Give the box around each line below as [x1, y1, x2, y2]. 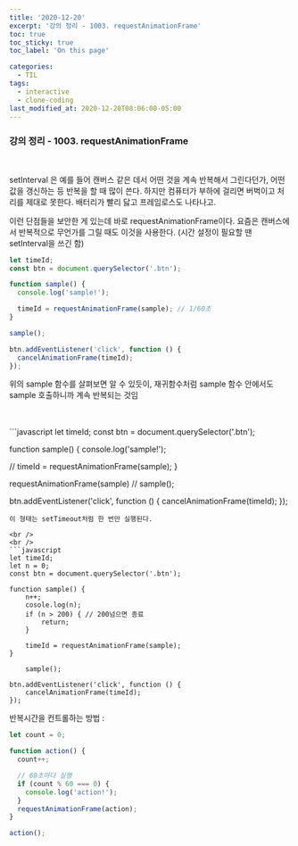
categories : [9, 62, 54, 71]
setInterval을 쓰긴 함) [9, 237, 85, 248]
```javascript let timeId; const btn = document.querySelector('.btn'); [9, 427, 256, 437]
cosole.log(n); [25, 601, 82, 610]
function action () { [9, 747, 87, 756]
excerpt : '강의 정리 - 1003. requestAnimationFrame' [9, 21, 203, 30]
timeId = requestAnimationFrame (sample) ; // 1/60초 [17, 304, 211, 313]
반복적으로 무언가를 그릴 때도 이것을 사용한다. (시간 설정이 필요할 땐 [18, 227, 252, 237]
